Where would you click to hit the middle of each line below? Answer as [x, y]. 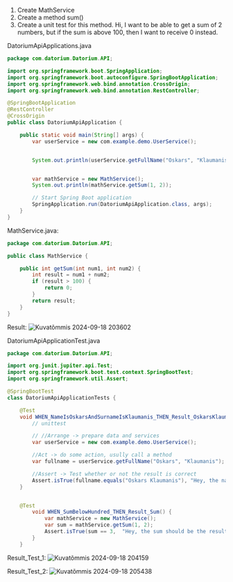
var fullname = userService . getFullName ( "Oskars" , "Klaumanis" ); [129, 462]
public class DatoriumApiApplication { [65, 123]
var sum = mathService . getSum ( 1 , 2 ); [99, 525]
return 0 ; [58, 288]
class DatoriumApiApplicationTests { [62, 398]
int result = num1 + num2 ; [71, 275]
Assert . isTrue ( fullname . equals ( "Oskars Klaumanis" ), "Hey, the [125, 480]
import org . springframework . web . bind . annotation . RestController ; [103, 91]
